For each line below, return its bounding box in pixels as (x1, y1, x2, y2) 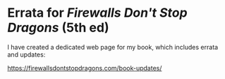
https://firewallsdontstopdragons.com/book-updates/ (7, 64, 162, 72)
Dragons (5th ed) (7, 20, 109, 36)
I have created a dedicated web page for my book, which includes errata (7, 43, 219, 51)
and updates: (7, 50, 46, 59)
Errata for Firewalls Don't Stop (7, 5, 188, 21)
